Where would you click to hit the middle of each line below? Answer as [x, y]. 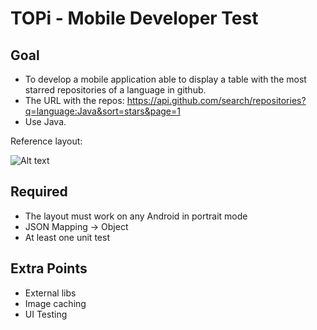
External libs [50, 293]
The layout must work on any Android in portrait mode [136, 216]
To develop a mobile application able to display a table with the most [165, 79]
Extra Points [49, 268]
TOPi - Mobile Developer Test [134, 18]
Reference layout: [46, 141]
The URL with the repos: [74, 100]
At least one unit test [67, 237]
